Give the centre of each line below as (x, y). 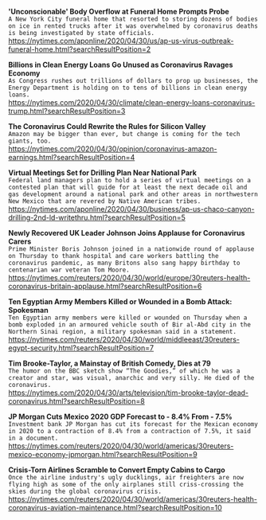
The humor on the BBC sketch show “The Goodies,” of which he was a (124, 371)
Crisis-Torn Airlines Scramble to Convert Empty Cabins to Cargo (117, 470)
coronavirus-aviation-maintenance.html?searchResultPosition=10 (115, 508)
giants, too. (30, 141)
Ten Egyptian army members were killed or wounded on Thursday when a (128, 318)
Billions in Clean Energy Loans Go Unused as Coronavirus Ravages (121, 65)
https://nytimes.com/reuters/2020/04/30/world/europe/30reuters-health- (129, 278)
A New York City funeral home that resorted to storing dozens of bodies (133, 19)
